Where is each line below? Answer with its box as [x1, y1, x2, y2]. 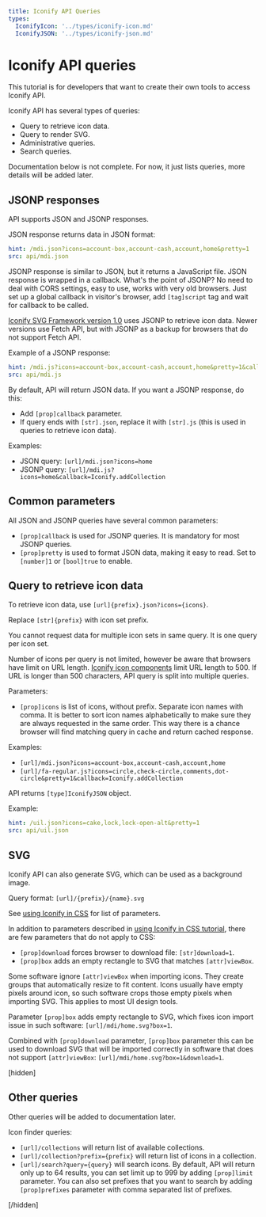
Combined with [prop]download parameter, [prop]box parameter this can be [8, 1036, 254, 1045]
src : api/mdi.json [8, 253, 69, 261]
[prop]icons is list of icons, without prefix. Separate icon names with [19, 702, 244, 712]
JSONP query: [19, 464, 67, 474]
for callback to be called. [8, 301, 89, 310]
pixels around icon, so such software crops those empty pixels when [8, 988, 232, 998]
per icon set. [8, 639, 50, 648]
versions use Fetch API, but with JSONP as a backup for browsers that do [8, 325, 249, 333]
